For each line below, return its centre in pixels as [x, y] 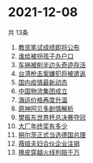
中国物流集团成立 [43, 91]
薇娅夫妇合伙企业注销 [49, 143]
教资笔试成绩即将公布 [49, 47]
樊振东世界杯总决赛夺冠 [52, 117]
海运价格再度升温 [43, 99]
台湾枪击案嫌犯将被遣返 [52, 73]
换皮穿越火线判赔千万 [49, 152]
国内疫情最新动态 [43, 82]
